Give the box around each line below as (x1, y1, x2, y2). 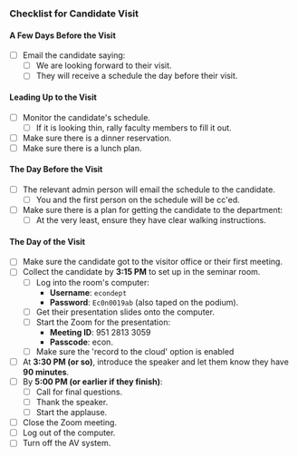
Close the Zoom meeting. (22, 417, 118, 428)
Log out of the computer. (22, 427, 116, 438)
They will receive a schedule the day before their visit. (35, 71, 238, 82)
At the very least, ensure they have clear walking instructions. (35, 215, 266, 226)
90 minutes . (22, 366, 70, 377)
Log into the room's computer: (35, 277, 149, 287)
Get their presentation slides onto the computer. (35, 306, 216, 317)
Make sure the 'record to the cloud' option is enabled (35, 345, 235, 356)
